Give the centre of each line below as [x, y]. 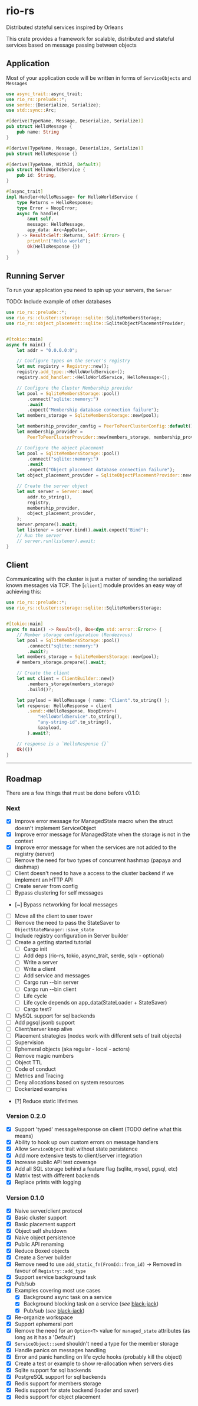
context [24, 841]
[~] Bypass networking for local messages [66, 904]
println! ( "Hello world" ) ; [59, 241]
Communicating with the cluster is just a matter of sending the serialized [94, 579]
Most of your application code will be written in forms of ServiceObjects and [99, 77]
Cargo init [35, 949]
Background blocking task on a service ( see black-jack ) [91, 1304]
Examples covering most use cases [58, 1291]
